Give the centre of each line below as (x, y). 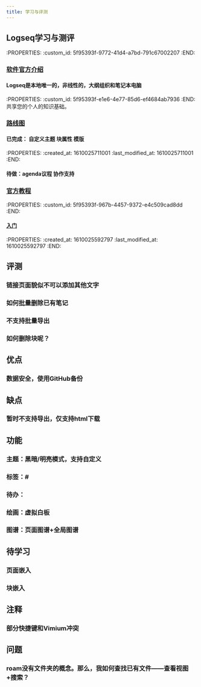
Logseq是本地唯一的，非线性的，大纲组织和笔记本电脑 (74, 85)
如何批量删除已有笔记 (37, 303)
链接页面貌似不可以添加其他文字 (53, 285)
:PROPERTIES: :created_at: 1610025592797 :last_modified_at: (82, 239)
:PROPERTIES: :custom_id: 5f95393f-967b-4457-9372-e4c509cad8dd (94, 205)
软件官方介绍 (25, 70)
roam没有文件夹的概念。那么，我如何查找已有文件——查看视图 (97, 668)
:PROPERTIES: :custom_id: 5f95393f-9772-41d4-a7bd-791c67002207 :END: (101, 53)
